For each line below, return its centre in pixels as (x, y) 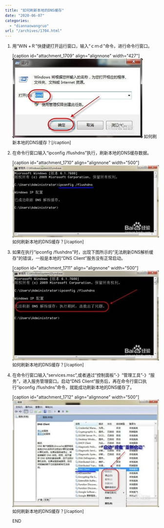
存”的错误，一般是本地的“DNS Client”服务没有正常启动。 (69, 258)
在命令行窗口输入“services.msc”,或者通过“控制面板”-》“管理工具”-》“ (81, 375)
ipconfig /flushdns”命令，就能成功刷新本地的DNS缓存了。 (76, 387)
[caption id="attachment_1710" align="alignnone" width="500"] (76, 163)
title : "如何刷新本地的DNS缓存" (35, 10)
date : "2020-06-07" (25, 15)
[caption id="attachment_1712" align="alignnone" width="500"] (76, 397)
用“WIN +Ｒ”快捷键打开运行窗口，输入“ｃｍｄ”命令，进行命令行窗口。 (82, 46)
